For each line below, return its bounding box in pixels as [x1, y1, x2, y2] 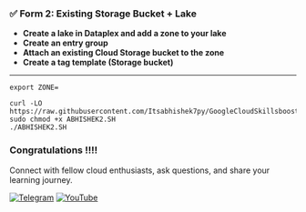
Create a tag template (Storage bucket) [22, 57, 174, 68]
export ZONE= [9, 83, 59, 93]
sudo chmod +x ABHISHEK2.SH [9, 115, 117, 125]
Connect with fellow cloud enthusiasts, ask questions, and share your [9, 165, 270, 176]
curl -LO [9, 99, 43, 108]
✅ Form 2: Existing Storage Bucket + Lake [9, 7, 198, 20]
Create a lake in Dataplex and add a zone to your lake [22, 28, 227, 39]
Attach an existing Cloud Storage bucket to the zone [22, 47, 225, 58]
